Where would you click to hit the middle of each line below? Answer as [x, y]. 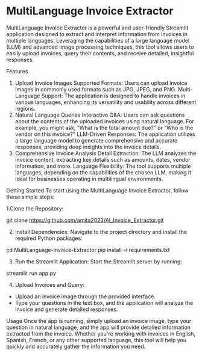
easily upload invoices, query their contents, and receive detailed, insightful [100, 53]
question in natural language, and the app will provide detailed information [99, 327]
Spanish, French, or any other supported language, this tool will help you [96, 340]
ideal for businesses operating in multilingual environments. [89, 179]
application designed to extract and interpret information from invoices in [97, 34]
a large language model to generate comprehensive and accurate [96, 140]
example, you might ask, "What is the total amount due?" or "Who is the [104, 127]
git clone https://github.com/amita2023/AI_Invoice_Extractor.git [85, 220]
